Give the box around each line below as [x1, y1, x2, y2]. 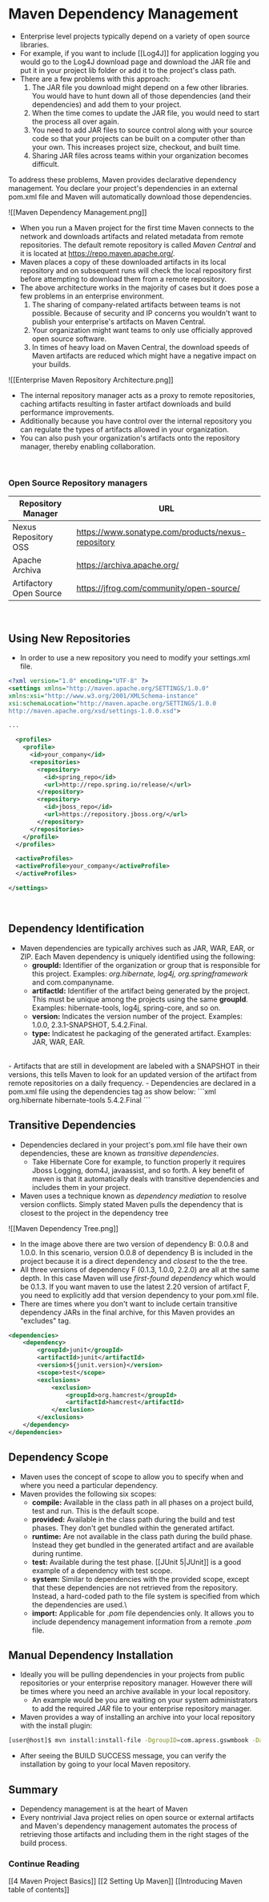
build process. [19, 1839, 67, 1848]
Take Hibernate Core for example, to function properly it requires [31, 1156, 246, 1166]
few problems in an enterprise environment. [19, 291, 165, 301]
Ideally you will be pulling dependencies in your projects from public [19, 1670, 246, 1680]
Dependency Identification [8, 922, 145, 936]
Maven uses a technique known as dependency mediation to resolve [19, 1191, 247, 1201]
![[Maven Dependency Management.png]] [8, 207, 147, 217]
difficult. [31, 159, 60, 169]
